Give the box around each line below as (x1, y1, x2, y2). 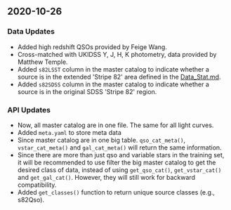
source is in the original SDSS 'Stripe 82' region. (17, 87, 157, 96)
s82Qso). (17, 195, 44, 204)
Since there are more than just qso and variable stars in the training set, (17, 150, 225, 159)
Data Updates (7, 27, 55, 37)
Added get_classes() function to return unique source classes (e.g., (17, 188, 216, 196)
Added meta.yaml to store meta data (17, 128, 121, 136)
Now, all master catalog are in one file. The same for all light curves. (17, 121, 214, 129)
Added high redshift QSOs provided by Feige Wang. (17, 42, 167, 51)
